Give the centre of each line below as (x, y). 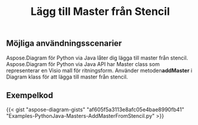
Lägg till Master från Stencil (100, 12)
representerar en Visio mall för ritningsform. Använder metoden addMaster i (99, 70)
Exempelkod (30, 95)
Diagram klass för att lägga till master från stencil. (67, 77)
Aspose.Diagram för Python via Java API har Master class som (83, 64)
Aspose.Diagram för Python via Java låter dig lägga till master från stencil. (97, 58)
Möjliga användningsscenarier (64, 43)
